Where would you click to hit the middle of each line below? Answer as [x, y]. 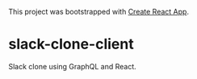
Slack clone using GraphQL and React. [73, 66]
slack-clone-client [71, 44]
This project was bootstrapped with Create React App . [99, 12]
